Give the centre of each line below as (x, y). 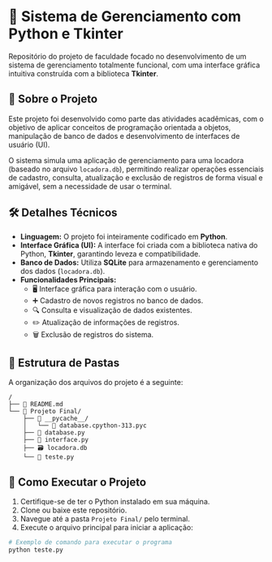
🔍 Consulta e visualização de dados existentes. (112, 310)
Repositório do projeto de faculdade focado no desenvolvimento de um (127, 56)
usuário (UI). (29, 145)
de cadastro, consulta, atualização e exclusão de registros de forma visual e (136, 177)
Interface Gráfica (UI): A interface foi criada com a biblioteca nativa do (139, 245)
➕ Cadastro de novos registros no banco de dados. (118, 300)
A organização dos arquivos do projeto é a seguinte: (96, 383)
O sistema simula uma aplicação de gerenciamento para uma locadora (126, 160)
